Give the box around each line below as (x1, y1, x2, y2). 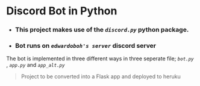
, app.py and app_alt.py (6, 62, 65, 69)
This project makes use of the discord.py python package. (14, 26, 189, 34)
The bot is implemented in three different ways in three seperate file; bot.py (6, 55, 194, 62)
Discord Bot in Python (6, 4, 117, 18)
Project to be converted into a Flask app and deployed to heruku (20, 73, 181, 80)
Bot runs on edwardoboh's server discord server (14, 42, 157, 50)
